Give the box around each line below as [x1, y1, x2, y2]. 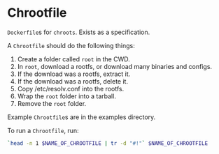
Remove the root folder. [17, 99, 87, 107]
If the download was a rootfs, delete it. [17, 77, 128, 85]
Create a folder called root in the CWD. [17, 54, 131, 63]
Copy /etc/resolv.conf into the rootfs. [17, 84, 125, 93]
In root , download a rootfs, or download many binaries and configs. [17, 62, 212, 70]
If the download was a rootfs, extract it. [17, 70, 131, 78]
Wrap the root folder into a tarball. [17, 92, 117, 100]
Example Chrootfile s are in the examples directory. [7, 113, 156, 121]
